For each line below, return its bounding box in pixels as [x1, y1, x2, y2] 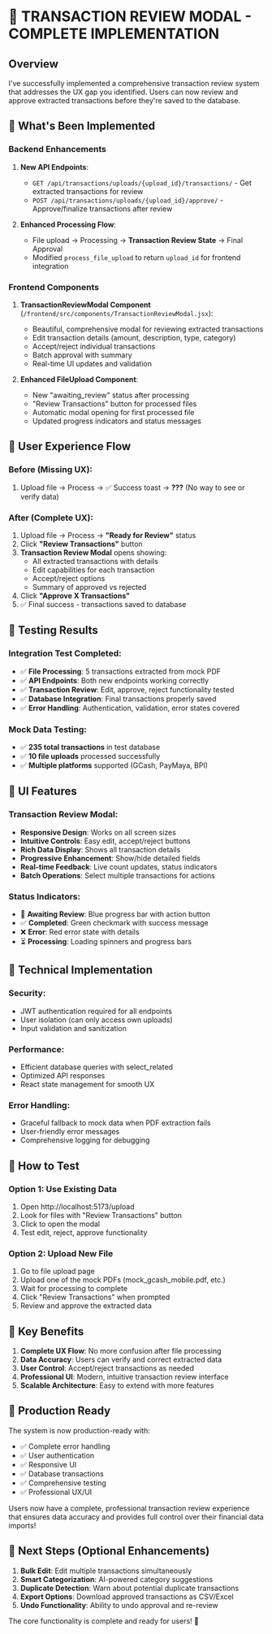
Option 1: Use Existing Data [8, 1183, 118, 1194]
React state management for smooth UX [19, 1079, 155, 1089]
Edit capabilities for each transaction [32, 565, 155, 574]
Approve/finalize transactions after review [32, 203, 173, 214]
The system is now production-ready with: [8, 1425, 150, 1435]
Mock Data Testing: [8, 723, 87, 735]
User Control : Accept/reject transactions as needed [19, 1363, 195, 1373]
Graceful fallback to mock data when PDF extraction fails [19, 1118, 211, 1128]
